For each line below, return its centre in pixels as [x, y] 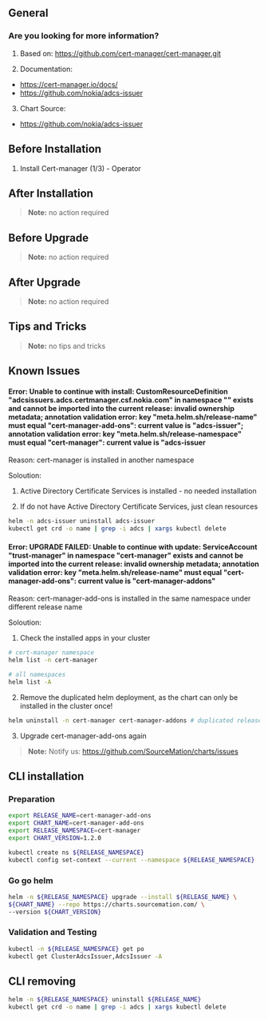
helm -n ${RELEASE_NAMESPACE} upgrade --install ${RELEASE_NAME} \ [123, 897]
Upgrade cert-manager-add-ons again [83, 736]
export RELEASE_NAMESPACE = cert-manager [75, 831]
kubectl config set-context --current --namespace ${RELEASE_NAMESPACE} [132, 860]
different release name [45, 607]
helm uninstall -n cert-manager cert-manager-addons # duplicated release [135, 720]
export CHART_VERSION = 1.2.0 [55, 838]
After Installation [51, 193]
